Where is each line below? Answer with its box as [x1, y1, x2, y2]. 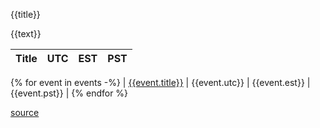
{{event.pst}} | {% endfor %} [10, 87, 129, 99]
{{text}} [10, 28, 42, 39]
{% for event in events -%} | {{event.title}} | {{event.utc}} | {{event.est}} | [10, 77, 311, 88]
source [10, 107, 40, 118]
